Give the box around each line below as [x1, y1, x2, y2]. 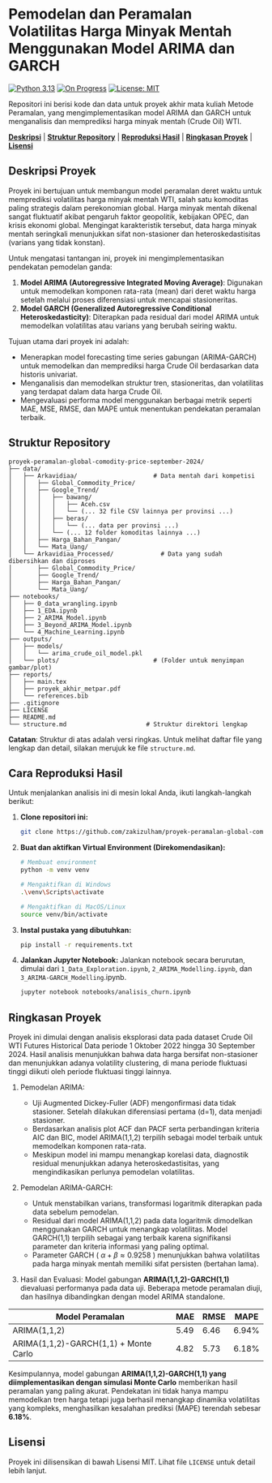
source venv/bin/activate [19, 910, 108, 918]
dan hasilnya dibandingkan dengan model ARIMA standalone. [19, 1292, 225, 1302]
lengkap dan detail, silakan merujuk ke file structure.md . [8, 743, 196, 753]
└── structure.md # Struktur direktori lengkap [8, 720, 249, 729]
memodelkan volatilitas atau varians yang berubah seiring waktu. [19, 320, 237, 330]
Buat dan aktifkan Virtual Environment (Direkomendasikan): [19, 843, 226, 853]
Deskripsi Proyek [8, 164, 96, 178]
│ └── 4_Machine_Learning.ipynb [8, 628, 125, 636]
